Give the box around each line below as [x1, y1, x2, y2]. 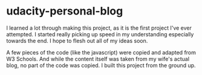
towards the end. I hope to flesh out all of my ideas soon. [6, 37, 148, 44]
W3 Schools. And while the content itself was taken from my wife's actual [6, 55, 189, 62]
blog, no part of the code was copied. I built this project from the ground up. [6, 62, 196, 69]
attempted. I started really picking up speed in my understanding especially [6, 30, 194, 37]
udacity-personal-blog [6, 4, 123, 18]
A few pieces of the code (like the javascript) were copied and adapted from [6, 48, 197, 56]
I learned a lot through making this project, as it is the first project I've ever [6, 24, 192, 31]
